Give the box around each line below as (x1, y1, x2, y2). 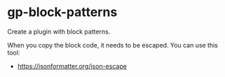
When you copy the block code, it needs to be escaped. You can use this (7, 41, 219, 49)
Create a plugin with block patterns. (7, 27, 111, 36)
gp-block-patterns (7, 4, 118, 20)
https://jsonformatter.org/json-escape (17, 62, 128, 70)
